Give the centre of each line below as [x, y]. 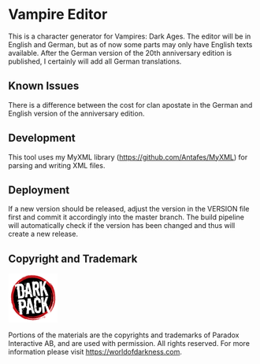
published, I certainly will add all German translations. [95, 61]
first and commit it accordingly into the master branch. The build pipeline [126, 217]
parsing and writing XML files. [57, 165]
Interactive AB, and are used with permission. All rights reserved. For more [129, 344]
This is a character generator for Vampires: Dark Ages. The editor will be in [130, 36]
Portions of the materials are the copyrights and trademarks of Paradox [124, 335]
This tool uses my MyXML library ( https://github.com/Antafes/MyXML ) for [128, 157]
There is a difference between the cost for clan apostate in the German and [130, 105]
